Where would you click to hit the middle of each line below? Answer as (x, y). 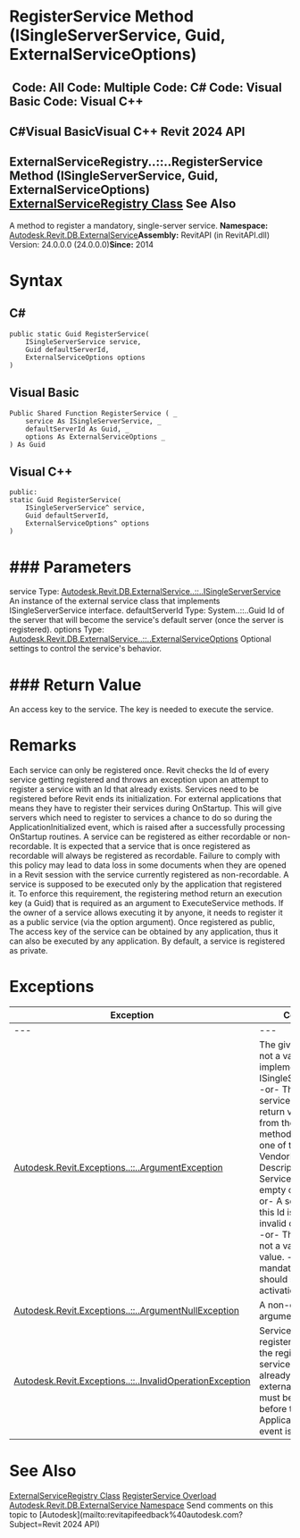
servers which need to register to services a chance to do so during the (141, 818)
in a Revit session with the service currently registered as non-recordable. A (149, 875)
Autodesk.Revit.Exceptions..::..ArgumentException (118, 1168)
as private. (29, 951)
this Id (272, 1213)
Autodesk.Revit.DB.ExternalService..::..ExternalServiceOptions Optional (141, 639)
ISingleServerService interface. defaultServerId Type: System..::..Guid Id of (147, 610)
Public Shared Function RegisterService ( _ (93, 413)
